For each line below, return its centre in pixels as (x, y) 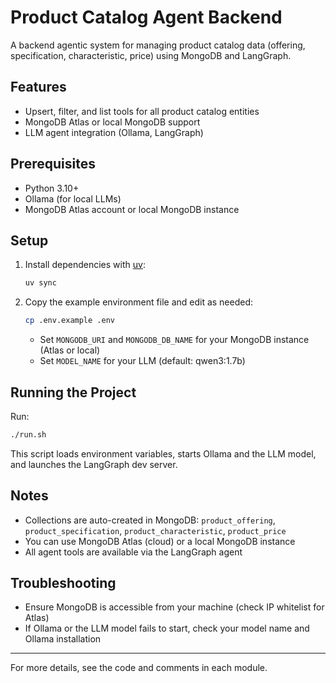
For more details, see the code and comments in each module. (139, 668)
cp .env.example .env (69, 321)
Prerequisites (53, 164)
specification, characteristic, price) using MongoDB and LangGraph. (151, 55)
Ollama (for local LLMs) (73, 198)
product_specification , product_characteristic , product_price (155, 530)
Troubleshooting (63, 583)
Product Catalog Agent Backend (146, 17)
